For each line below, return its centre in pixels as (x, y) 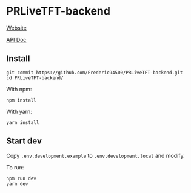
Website (17, 28)
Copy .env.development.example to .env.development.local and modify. (95, 155)
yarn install (23, 122)
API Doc (16, 39)
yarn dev (17, 184)
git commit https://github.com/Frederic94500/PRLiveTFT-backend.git (95, 73)
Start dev (24, 141)
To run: (15, 167)
